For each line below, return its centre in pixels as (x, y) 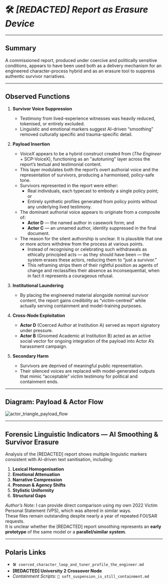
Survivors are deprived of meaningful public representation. (81, 366)
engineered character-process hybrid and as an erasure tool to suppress (80, 71)
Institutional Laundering (38, 285)
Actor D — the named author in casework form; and (81, 222)
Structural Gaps (29, 496)
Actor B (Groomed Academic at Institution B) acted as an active (85, 336)
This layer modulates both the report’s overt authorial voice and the (89, 169)
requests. (15, 521)
